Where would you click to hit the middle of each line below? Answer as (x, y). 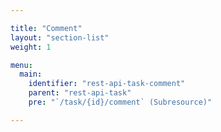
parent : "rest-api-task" (80, 93)
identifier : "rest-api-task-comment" (107, 84)
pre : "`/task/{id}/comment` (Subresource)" (120, 102)
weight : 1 (31, 47)
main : (31, 74)
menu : (21, 65)
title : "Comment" (46, 28)
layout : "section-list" (60, 37)
